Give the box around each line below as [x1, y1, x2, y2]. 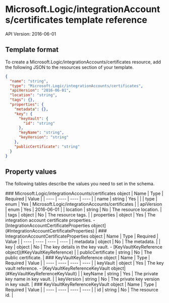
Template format [5, 45, 59, 54]
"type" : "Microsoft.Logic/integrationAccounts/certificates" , [10, 83, 143, 89]
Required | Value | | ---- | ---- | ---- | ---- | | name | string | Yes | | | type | [5, 196, 158, 202]
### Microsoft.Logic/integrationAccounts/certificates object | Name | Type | [5, 190, 164, 197]
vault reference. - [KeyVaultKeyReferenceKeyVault [5, 265, 110, 271]
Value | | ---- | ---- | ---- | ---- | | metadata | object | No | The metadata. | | [5, 239, 160, 245]
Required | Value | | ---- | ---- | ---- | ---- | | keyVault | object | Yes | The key [5, 260, 164, 266]
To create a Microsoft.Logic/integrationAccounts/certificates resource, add [5, 59, 161, 65]
